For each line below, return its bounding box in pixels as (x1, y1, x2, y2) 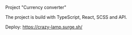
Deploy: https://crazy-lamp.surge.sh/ (5, 24, 83, 30)
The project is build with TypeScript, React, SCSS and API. (5, 14, 127, 20)
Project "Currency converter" (5, 5, 67, 10)
